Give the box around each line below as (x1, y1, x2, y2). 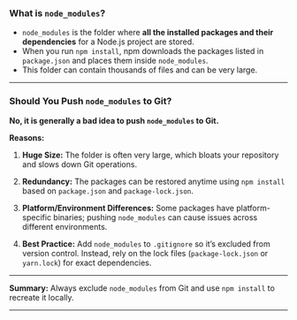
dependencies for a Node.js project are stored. (21, 36, 194, 47)
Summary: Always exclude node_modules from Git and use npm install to (9, 282, 276, 293)
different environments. (21, 221, 108, 232)
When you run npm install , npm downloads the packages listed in (21, 46, 264, 57)
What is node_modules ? (9, 7, 106, 19)
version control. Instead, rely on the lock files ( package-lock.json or (21, 248, 269, 258)
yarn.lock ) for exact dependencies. (21, 257, 152, 268)
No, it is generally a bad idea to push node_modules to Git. (9, 115, 219, 126)
